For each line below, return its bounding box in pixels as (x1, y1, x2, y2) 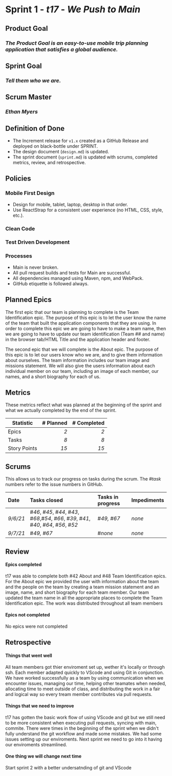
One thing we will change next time (5, 753, 82, 760)
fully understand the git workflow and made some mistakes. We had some (5, 730, 162, 737)
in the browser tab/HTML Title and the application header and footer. (5, 336, 150, 342)
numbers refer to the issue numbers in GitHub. (5, 481, 103, 488)
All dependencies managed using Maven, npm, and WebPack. (12, 275, 144, 281)
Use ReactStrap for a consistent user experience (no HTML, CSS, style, (12, 207, 164, 213)
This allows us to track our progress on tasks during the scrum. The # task (5, 476, 161, 482)
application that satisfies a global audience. (5, 46, 118, 53)
